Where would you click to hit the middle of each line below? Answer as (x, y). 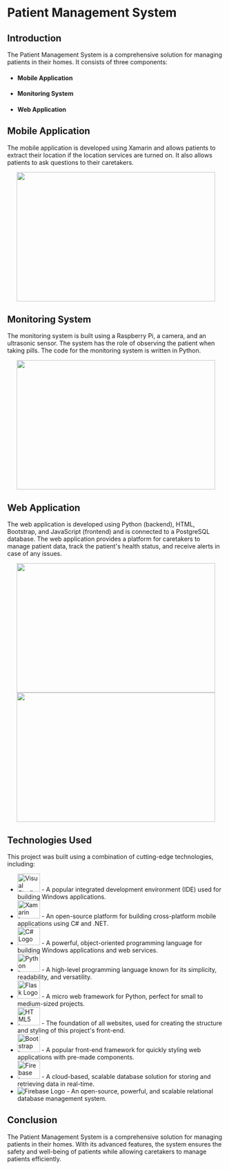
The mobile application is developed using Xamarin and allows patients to (111, 148)
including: (21, 864)
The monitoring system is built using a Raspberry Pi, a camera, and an (107, 336)
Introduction (34, 38)
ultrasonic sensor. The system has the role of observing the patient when (111, 344)
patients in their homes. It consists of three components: (87, 62)
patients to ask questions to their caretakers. (71, 162)
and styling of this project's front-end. (71, 1031)
